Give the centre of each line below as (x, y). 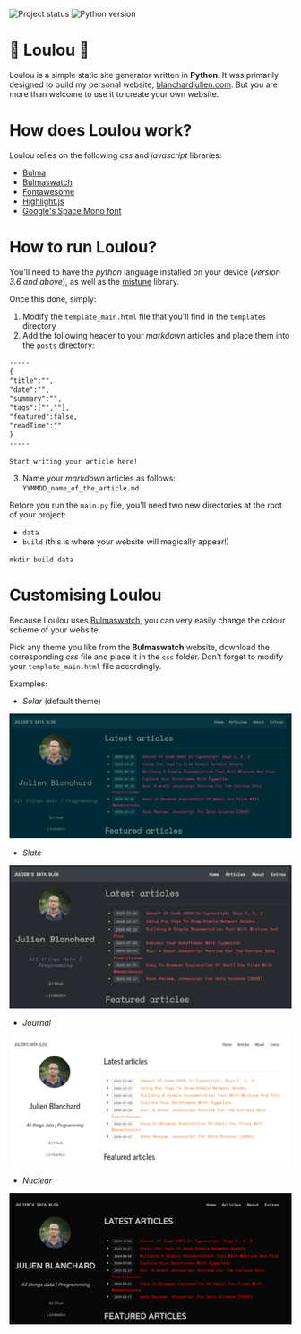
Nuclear (37, 1180)
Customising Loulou (86, 595)
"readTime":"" (36, 425)
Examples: (28, 684)
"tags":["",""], (39, 407)
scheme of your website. (55, 630)
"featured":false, (43, 416)
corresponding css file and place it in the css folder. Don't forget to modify (146, 657)
